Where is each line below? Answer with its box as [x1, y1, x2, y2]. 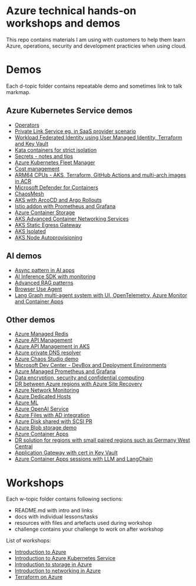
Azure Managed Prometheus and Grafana [14, 368, 116, 375]
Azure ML [14, 399, 39, 407]
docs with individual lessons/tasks [14, 513, 98, 520]
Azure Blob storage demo [14, 424, 77, 431]
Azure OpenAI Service [14, 405, 69, 412]
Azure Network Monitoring [14, 387, 79, 394]
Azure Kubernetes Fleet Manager [14, 159, 95, 166]
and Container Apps [14, 298, 64, 305]
